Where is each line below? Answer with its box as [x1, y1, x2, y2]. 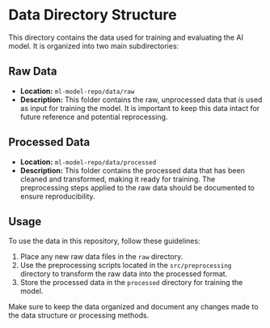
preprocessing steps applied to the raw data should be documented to [19, 182, 255, 192]
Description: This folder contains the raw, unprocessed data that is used [19, 95, 263, 104]
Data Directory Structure [8, 6, 177, 24]
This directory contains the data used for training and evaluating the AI [8, 32, 244, 42]
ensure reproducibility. [19, 191, 95, 201]
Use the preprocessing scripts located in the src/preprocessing [19, 261, 232, 270]
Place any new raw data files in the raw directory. [19, 252, 184, 262]
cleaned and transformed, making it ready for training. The [19, 174, 216, 184]
